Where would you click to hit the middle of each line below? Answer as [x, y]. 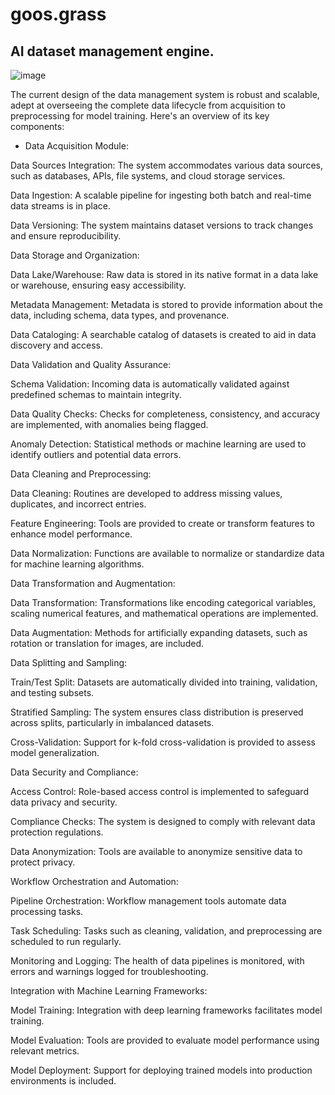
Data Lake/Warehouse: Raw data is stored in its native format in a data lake [164, 274]
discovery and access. [56, 345]
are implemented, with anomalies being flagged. [109, 424]
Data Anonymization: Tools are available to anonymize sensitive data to [156, 851]
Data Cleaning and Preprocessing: [81, 474]
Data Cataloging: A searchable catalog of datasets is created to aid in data [163, 334]
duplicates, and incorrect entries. [78, 504]
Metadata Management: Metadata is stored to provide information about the [166, 304]
